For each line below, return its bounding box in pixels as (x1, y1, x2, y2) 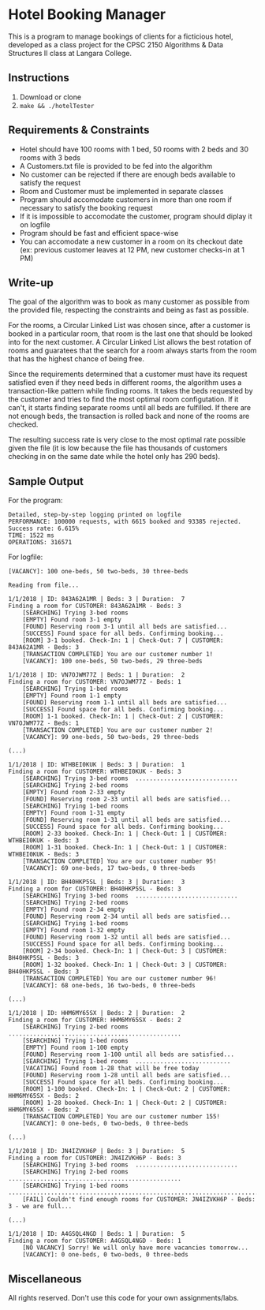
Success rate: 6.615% (8, 524, 80, 533)
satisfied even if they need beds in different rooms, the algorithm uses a (8, 378, 242, 387)
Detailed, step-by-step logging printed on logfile (8, 511, 181, 519)
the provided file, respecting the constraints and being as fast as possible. (8, 305, 249, 315)
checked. (8, 420, 39, 429)
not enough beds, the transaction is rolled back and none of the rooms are (8, 412, 250, 421)
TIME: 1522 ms (8, 532, 55, 539)
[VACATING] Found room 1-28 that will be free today (22, 1065, 200, 1073)
